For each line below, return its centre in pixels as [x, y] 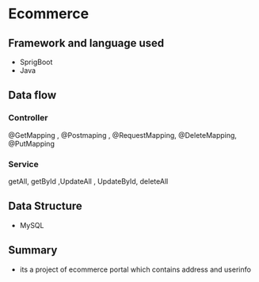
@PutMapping [32, 143]
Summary [33, 250]
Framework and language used [86, 43]
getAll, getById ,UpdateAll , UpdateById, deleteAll [88, 181]
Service [23, 164]
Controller [28, 118]
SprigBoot [36, 62]
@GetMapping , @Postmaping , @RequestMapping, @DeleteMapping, [123, 135]
